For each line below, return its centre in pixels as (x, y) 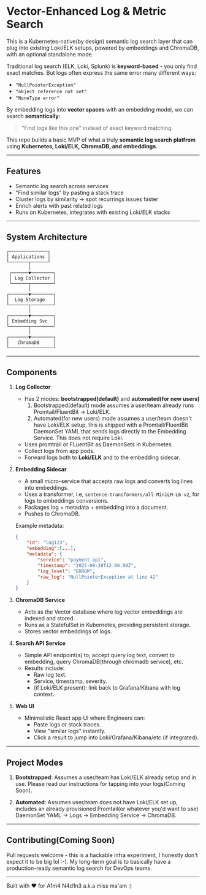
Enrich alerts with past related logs (59, 205)
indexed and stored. (50, 619)
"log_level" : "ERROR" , (67, 571)
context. (44, 695)
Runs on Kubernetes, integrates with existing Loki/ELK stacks (93, 212)
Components (32, 372)
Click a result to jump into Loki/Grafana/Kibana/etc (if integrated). (116, 737)
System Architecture (47, 237)
